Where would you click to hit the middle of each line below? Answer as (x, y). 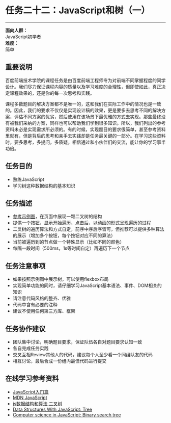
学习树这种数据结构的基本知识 (44, 186)
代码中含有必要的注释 (35, 305)
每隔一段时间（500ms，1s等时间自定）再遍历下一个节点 (71, 248)
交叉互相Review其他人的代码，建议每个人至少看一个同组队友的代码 (83, 354)
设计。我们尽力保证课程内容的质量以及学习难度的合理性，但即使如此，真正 (83, 87)
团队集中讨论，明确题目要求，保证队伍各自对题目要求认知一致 (77, 342)
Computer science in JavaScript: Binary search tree (67, 415)
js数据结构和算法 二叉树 (37, 404)
